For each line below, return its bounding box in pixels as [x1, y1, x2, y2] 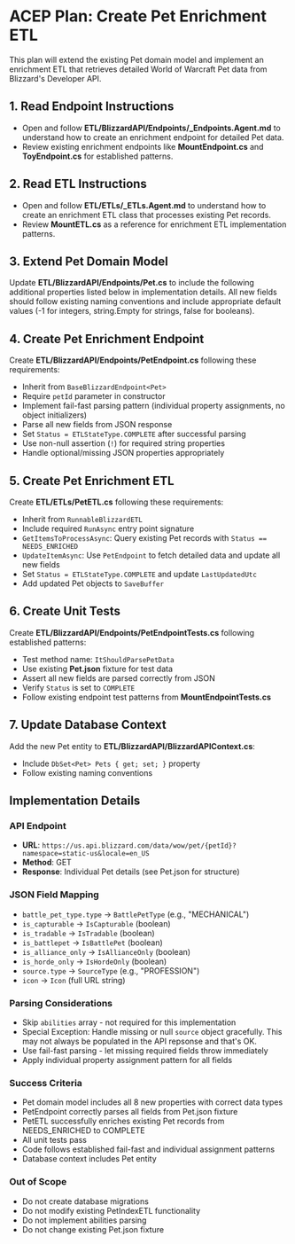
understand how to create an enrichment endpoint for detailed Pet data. [21, 131, 284, 143]
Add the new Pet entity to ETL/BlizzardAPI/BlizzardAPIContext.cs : [9, 740, 255, 751]
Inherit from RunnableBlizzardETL [21, 514, 144, 524]
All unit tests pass [21, 1135, 87, 1146]
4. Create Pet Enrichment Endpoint [9, 331, 205, 347]
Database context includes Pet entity [21, 1154, 157, 1164]
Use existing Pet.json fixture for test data [21, 663, 174, 674]
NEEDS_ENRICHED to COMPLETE [21, 1125, 146, 1136]
